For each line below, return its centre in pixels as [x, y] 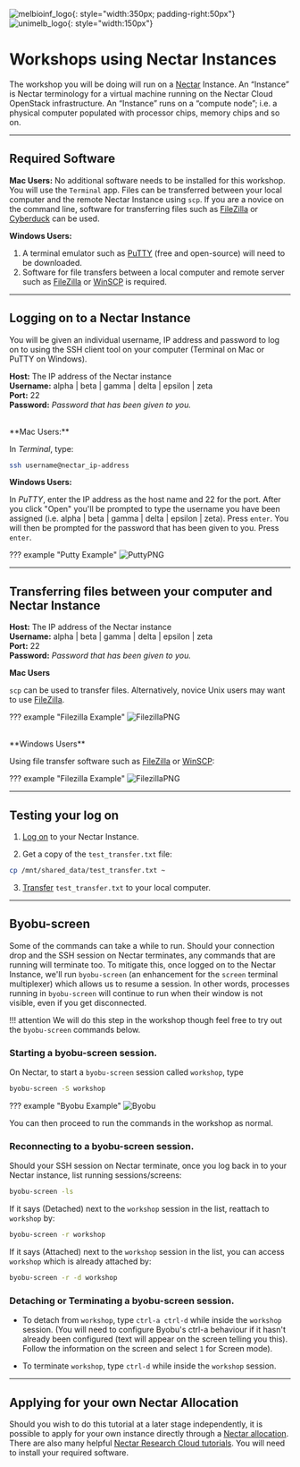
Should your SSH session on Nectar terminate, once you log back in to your [148, 1166]
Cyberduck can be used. [54, 218]
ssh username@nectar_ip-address [69, 465]
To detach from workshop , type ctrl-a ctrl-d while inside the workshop [152, 1320]
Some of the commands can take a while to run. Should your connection [142, 945]
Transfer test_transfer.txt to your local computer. [117, 887]
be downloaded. [52, 262]
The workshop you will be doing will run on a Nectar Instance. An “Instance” [150, 84]
